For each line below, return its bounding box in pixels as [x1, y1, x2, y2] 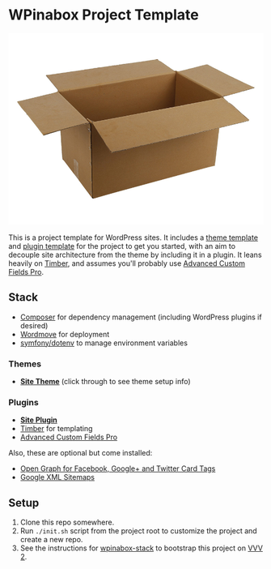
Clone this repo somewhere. [19, 517, 115, 528]
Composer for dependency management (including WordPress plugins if [19, 312, 262, 322]
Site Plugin [19, 415, 58, 425]
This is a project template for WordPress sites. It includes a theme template [8, 233, 259, 242]
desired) [19, 320, 49, 330]
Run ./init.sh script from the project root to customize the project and [19, 526, 257, 536]
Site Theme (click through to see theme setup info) [19, 377, 192, 387]
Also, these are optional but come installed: [8, 448, 153, 458]
